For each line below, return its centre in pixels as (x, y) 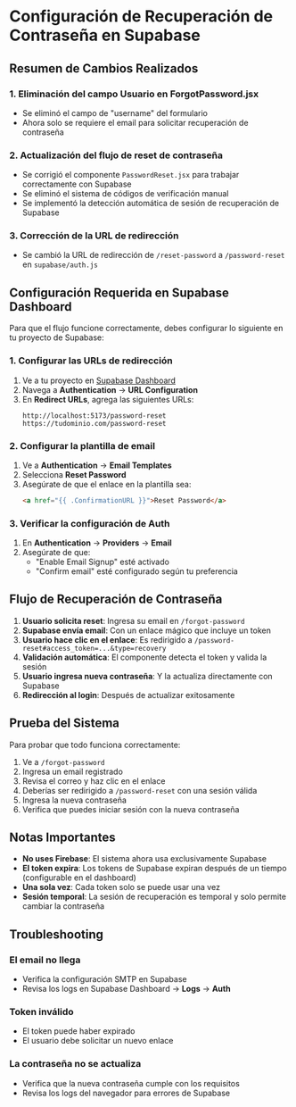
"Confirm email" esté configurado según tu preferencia (136, 571)
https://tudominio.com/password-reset (94, 423)
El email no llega (45, 960)
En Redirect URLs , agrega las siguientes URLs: (108, 399)
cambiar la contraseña (63, 906)
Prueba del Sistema (65, 724)
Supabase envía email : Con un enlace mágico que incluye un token (147, 630)
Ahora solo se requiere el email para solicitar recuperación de (135, 122)
